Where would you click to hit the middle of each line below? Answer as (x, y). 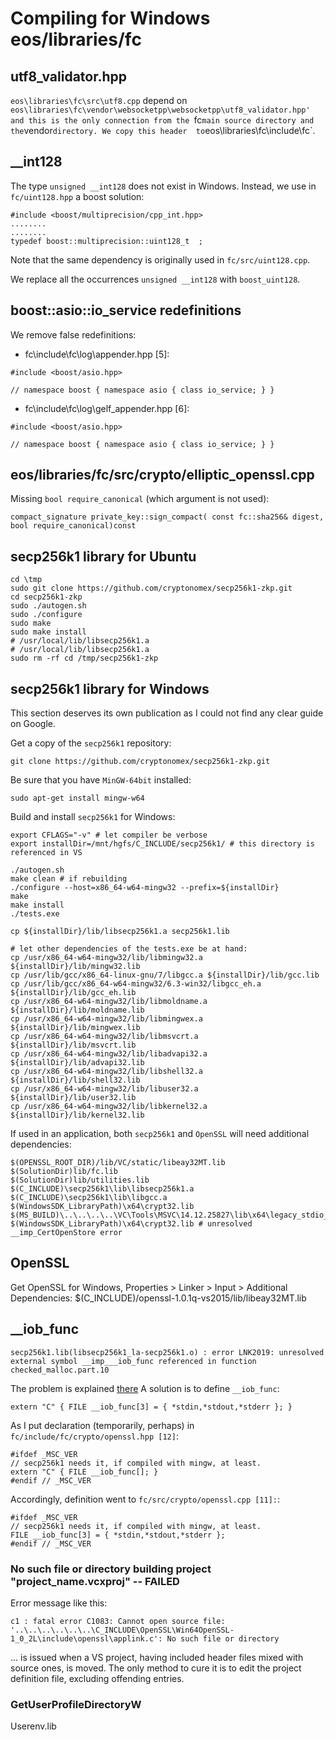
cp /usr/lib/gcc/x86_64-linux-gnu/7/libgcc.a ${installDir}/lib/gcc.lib (165, 975)
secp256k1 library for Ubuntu (103, 556)
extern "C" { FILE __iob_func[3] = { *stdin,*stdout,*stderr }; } (151, 1407)
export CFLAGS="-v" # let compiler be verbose (109, 835)
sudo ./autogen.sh (48, 606)
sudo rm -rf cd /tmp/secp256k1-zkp (84, 658)
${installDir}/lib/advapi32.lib (77, 1063)
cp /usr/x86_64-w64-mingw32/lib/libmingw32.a (106, 958)
